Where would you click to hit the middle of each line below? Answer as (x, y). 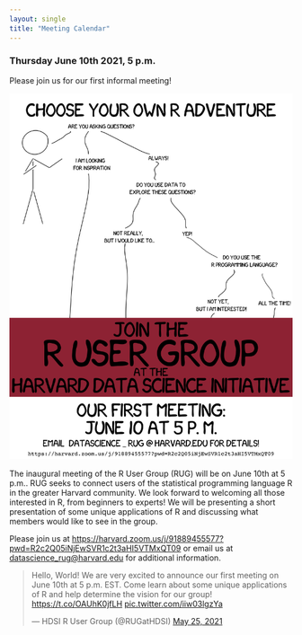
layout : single (38, 19)
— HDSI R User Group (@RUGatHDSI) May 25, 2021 (127, 622)
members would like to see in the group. (84, 522)
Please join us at (40, 539)
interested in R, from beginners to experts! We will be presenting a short (142, 502)
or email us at (208, 549)
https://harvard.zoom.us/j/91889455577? (148, 539)
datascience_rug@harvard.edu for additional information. (115, 558)
